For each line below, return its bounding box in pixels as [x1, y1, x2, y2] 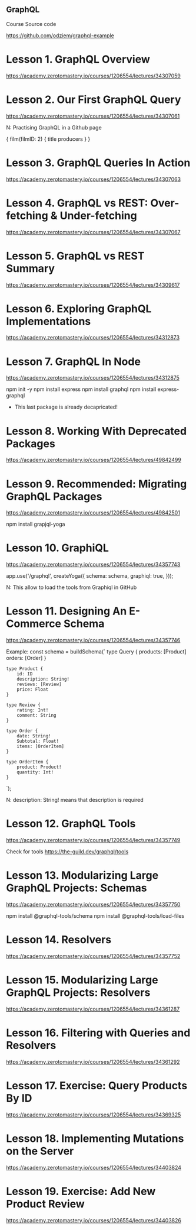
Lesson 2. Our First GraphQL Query [6, 93, 181, 106]
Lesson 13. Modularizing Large [6, 869, 159, 882]
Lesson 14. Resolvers [6, 933, 112, 947]
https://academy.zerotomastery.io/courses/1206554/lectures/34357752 [6, 952, 181, 960]
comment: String [16, 713, 57, 718]
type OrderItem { [6, 759, 49, 765]
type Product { [6, 666, 44, 672]
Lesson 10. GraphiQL [6, 541, 109, 555]
